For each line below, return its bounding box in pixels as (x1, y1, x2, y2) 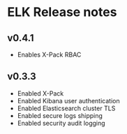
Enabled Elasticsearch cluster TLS (17, 104, 116, 112)
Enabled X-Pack (17, 89, 64, 98)
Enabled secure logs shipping (17, 111, 103, 119)
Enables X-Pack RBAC (17, 50, 82, 59)
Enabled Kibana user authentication (17, 96, 120, 105)
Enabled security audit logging (17, 119, 106, 127)
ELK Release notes (7, 4, 117, 20)
